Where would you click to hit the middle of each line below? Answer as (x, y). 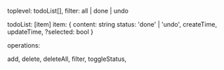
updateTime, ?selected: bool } (50, 32)
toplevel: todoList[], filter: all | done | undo (68, 11)
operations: (24, 45)
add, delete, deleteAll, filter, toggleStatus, (67, 59)
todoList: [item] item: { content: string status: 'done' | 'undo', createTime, (112, 24)
